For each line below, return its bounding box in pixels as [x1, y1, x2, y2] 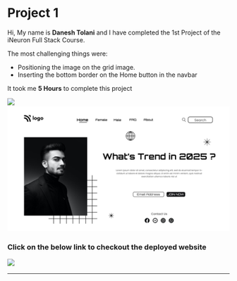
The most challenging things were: [7, 49, 108, 58]
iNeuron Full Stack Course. [7, 35, 85, 44]
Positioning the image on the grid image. [17, 63, 135, 71]
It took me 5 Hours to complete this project [7, 84, 133, 92]
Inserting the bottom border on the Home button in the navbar [17, 70, 197, 79]
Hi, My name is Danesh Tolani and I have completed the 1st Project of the [7, 28, 221, 37]
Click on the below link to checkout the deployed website [7, 242, 207, 252]
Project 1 [7, 5, 59, 21]
